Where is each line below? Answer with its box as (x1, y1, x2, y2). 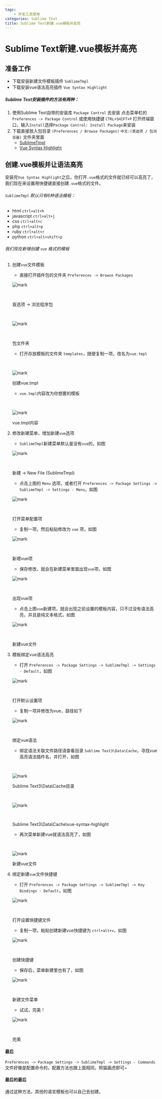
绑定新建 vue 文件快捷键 (12, 871, 57, 877)
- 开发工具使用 (14, 12, 40, 17)
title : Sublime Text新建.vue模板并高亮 (5, 21, 81, 26)
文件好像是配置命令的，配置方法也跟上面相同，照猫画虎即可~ (5, 1065, 127, 1071)
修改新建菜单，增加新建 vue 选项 (12, 430, 74, 436)
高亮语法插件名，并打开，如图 (19, 754, 79, 760)
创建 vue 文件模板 (12, 262, 45, 268)
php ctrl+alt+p (12, 224, 43, 229)
